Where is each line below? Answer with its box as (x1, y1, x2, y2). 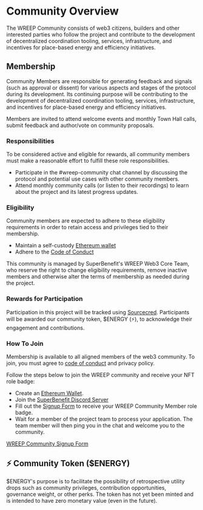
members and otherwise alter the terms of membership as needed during (6, 273, 190, 280)
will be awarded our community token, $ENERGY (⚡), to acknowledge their (6, 315, 193, 323)
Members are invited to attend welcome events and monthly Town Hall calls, (6, 115, 197, 122)
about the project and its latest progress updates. (15, 188, 138, 196)
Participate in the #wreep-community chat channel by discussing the (15, 169, 188, 176)
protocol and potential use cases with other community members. (15, 175, 180, 183)
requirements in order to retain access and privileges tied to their (6, 224, 168, 231)
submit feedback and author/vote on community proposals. (6, 122, 155, 129)
